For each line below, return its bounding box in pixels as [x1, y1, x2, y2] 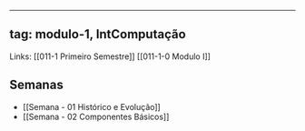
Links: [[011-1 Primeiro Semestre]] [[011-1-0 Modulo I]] [9, 51, 212, 62]
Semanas [9, 77, 64, 93]
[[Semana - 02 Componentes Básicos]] [22, 111, 170, 122]
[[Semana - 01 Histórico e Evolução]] [22, 101, 161, 112]
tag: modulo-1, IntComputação [9, 26, 186, 42]
